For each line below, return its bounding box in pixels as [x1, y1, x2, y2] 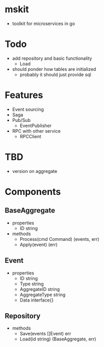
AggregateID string [19, 286, 60, 292]
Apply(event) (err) [19, 241, 58, 247]
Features [5, 89, 43, 101]
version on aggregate [12, 168, 58, 174]
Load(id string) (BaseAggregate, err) [19, 336, 96, 342]
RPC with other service [12, 128, 61, 134]
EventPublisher [19, 122, 52, 129]
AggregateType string [19, 291, 66, 298]
